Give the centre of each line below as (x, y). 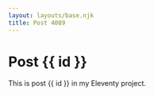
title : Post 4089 (37, 23)
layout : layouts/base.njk (51, 15)
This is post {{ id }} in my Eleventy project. (77, 83)
